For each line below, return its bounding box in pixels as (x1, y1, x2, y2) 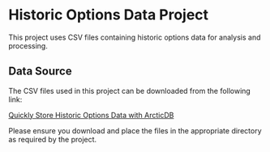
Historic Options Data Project (8, 6, 209, 24)
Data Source (8, 65, 72, 78)
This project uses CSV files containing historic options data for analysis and (8, 32, 261, 42)
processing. (8, 40, 49, 50)
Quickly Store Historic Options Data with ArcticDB (8, 110, 174, 120)
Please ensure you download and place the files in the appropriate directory (8, 125, 262, 135)
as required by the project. (8, 134, 97, 144)
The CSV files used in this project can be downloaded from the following (8, 86, 251, 95)
